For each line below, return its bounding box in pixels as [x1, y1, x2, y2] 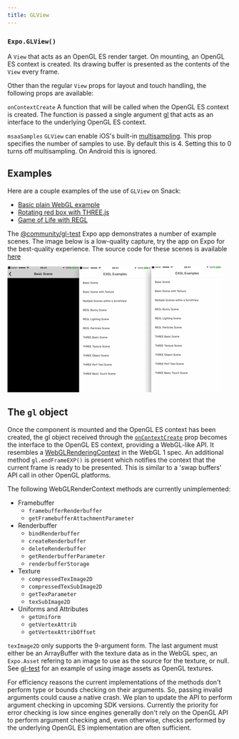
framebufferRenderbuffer [28, 507, 103, 514]
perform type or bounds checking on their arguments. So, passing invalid [7, 685, 223, 694]
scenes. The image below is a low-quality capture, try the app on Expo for [7, 236, 225, 246]
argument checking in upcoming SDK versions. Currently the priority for [7, 700, 219, 709]
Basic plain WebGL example [17, 200, 100, 208]
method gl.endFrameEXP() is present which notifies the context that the [7, 456, 216, 464]
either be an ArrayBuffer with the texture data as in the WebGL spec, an [7, 648, 218, 657]
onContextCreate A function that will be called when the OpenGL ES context [7, 102, 230, 111]
